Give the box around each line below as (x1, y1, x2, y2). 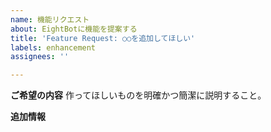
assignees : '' (10, 52, 70, 62)
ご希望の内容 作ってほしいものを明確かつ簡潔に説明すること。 (10, 89, 267, 101)
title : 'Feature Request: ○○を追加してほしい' (10, 33, 196, 43)
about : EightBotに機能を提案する (10, 24, 138, 34)
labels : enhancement (10, 42, 97, 53)
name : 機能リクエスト (10, 14, 90, 25)
